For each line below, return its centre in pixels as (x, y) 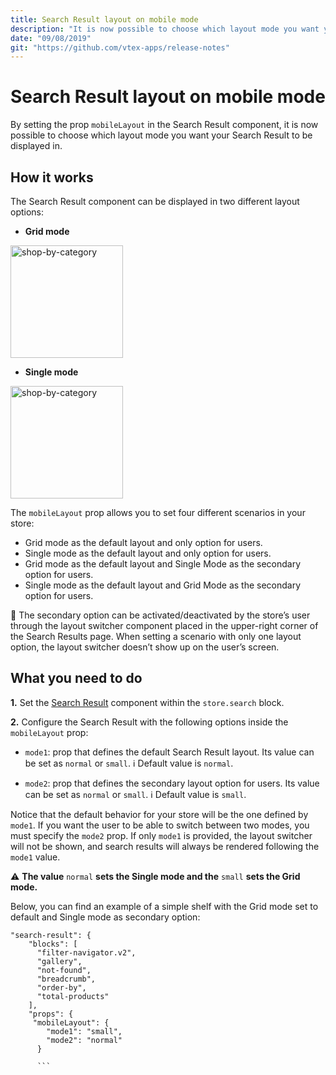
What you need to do (76, 678)
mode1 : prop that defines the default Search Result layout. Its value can (169, 752)
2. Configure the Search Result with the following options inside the (149, 722)
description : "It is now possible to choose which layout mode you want (165, 29)
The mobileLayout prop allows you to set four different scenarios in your (158, 512)
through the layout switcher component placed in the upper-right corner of (164, 625)
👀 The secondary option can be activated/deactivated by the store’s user (160, 615)
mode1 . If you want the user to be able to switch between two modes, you (160, 825)
